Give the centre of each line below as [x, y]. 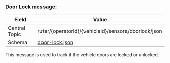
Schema [18, 42]
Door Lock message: [31, 7]
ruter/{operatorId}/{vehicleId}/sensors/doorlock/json [100, 31]
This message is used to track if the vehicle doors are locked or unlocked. [82, 55]
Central [16, 28]
